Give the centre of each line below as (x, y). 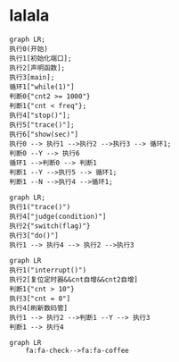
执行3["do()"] (34, 235)
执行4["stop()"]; (40, 115)
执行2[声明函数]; (37, 68)
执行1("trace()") (40, 206)
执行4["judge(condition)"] (58, 216)
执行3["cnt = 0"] (40, 299)
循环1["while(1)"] (42, 87)
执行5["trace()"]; (42, 125)
